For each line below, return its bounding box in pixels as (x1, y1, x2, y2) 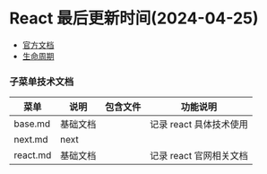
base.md (13, 117, 51, 130)
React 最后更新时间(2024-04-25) (9, 8, 259, 29)
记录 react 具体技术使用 (149, 118, 248, 131)
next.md (13, 134, 48, 146)
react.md (13, 149, 52, 161)
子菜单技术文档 (9, 75, 74, 88)
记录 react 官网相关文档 (149, 150, 248, 162)
